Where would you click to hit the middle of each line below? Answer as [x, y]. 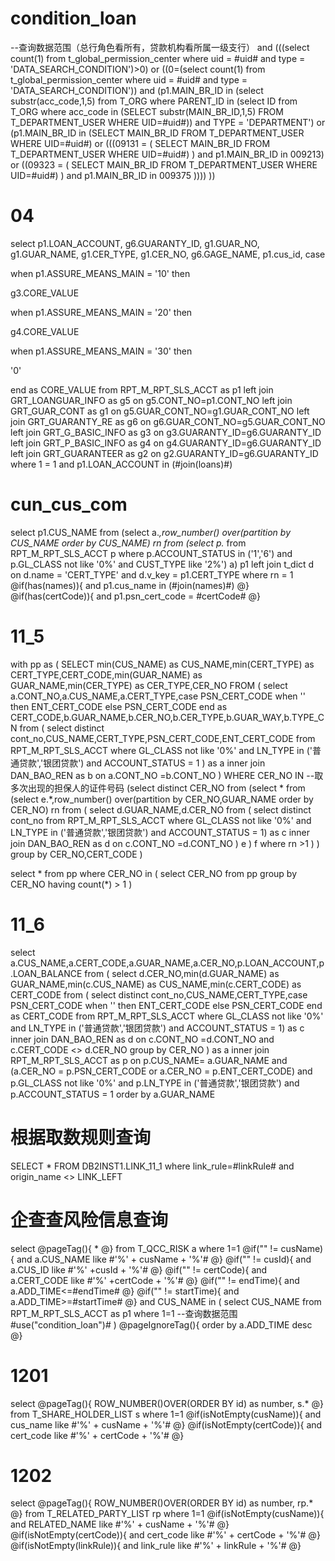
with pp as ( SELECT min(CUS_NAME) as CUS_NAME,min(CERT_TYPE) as [162, 664]
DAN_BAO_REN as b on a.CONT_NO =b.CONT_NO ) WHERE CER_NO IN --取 [167, 775]
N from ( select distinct [57, 728]
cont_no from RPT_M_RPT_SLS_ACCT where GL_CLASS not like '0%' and [161, 820]
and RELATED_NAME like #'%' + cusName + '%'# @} [120, 1524]
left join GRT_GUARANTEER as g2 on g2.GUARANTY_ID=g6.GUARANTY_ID [164, 453]
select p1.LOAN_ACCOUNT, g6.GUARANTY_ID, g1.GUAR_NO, [135, 243]
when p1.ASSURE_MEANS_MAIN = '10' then [100, 273]
